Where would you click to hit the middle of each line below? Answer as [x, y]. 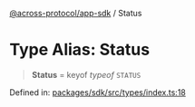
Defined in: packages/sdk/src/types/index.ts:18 [97, 92]
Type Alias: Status [80, 50]
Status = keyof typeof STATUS [86, 74]
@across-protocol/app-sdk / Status [76, 13]
